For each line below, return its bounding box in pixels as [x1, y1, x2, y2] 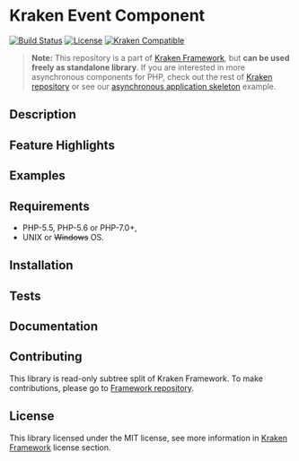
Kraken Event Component [9, 5, 206, 26]
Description [9, 107, 76, 122]
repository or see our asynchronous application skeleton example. [31, 81, 277, 91]
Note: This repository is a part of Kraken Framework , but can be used [31, 52, 290, 63]
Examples [9, 168, 66, 184]
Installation [9, 257, 74, 274]
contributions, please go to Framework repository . [9, 382, 195, 393]
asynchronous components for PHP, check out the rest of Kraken [31, 71, 273, 82]
